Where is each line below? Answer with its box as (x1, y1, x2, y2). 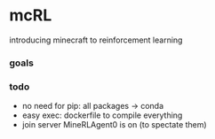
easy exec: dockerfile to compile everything (21, 110, 183, 120)
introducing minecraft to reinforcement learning (9, 35, 183, 45)
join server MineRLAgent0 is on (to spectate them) (21, 120, 207, 130)
